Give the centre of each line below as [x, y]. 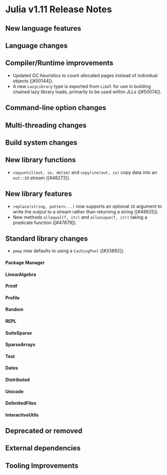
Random [15, 309]
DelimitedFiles [21, 403]
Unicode [15, 391]
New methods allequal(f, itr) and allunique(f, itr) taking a [80, 217]
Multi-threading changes [46, 125]
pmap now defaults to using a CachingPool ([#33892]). [69, 251]
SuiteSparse [19, 333]
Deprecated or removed [44, 431]
